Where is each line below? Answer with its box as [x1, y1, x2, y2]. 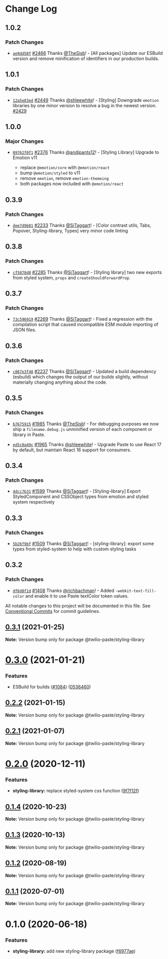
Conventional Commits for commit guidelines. [5, 608, 100, 614]
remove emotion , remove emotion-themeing [20, 175, 109, 181]
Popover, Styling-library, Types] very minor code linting [12, 227, 128, 234]
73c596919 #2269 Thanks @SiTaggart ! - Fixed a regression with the [12, 316, 153, 322]
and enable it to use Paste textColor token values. [25, 593, 129, 599]
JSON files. [12, 327, 36, 333]
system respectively [12, 499, 55, 505]
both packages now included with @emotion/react [20, 181, 124, 187]
